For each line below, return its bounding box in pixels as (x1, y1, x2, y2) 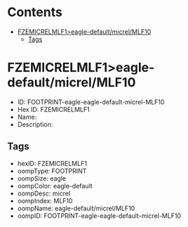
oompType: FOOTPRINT (17, 167, 87, 175)
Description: (17, 120, 53, 129)
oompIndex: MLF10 (17, 196, 73, 205)
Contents (7, 4, 63, 20)
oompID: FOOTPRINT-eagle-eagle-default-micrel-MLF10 (17, 212, 181, 220)
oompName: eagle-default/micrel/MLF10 (17, 204, 135, 212)
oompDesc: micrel (17, 189, 71, 197)
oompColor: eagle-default (17, 181, 93, 190)
